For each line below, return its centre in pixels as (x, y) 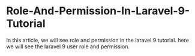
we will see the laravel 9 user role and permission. (68, 46)
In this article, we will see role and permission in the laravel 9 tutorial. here (97, 40)
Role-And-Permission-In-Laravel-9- (98, 11)
